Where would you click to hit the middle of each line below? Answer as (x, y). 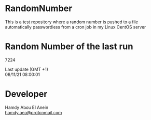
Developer (26, 94)
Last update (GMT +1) (27, 69)
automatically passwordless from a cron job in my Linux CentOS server (75, 27)
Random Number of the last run (69, 47)
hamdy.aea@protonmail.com (34, 112)
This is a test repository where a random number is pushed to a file (72, 22)
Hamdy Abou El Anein (27, 107)
